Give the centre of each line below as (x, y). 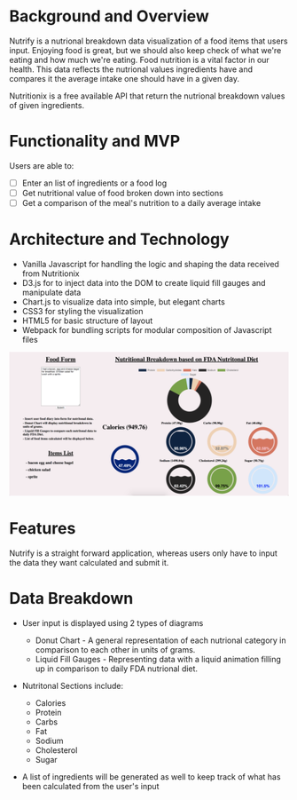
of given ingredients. (47, 105)
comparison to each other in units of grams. (115, 649)
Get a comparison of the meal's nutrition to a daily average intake (141, 203)
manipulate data (51, 292)
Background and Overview (109, 16)
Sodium (49, 741)
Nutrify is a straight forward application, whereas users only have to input (143, 553)
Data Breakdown (71, 599)
